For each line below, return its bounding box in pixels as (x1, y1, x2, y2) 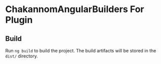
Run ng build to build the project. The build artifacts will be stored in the (5, 48, 156, 53)
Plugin (5, 14, 33, 26)
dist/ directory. (5, 53, 38, 59)
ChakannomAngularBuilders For (5, 4, 145, 15)
